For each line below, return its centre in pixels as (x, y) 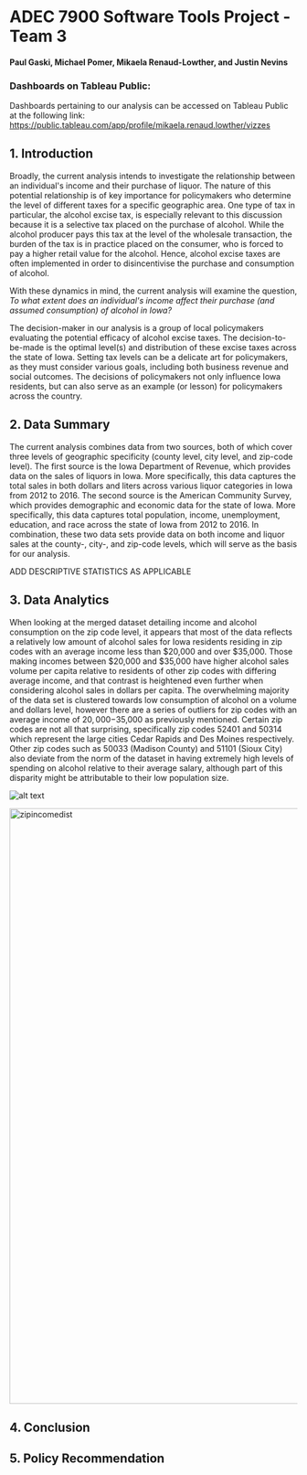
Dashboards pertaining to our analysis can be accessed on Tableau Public (149, 106)
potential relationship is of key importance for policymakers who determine (150, 195)
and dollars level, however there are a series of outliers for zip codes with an (153, 710)
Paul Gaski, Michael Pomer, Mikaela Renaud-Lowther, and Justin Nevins (149, 62)
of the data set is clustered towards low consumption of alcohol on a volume (153, 700)
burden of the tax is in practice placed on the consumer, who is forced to (147, 243)
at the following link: (47, 115)
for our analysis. (40, 553)
